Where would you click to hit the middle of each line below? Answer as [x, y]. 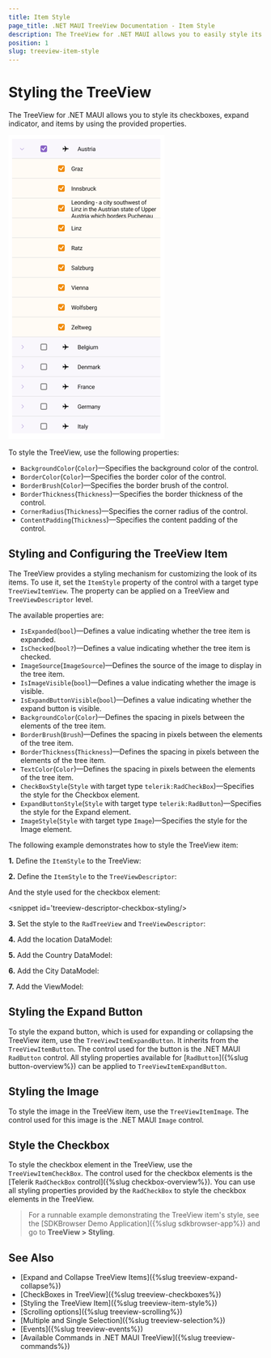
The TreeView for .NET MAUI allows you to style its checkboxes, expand [129, 115]
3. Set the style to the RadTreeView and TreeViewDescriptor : [107, 923]
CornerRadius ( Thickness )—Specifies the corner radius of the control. [134, 511]
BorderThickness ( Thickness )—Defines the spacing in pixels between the [140, 752]
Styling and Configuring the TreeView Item [118, 554]
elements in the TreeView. [51, 1199]
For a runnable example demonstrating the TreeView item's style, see [144, 1215]
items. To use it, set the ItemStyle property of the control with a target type [133, 582]
